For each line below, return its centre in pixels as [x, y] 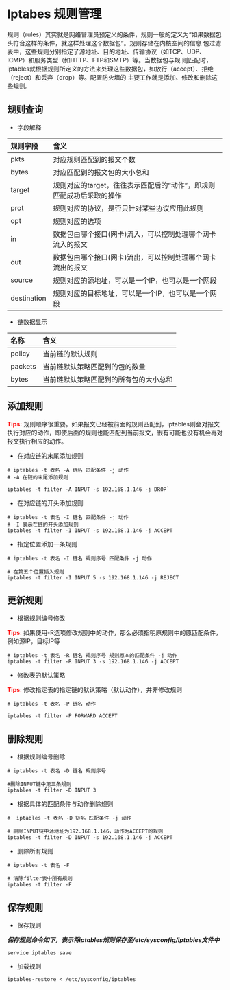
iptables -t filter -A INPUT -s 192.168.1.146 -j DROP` [88, 489]
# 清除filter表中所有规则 [40, 879]
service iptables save [39, 953]
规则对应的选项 [77, 221]
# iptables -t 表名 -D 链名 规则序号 [57, 771]
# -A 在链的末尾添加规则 [38, 477]
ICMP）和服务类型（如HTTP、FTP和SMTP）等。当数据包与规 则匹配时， [110, 60]
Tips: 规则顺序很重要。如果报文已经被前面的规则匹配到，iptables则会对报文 [114, 424]
